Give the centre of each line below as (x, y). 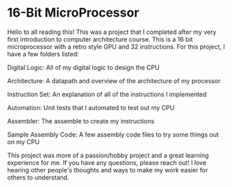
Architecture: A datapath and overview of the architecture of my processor (114, 80)
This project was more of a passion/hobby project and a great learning (108, 155)
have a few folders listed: (43, 54)
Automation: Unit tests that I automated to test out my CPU (91, 107)
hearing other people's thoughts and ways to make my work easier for (108, 170)
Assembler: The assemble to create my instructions (81, 121)
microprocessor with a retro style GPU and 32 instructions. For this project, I (116, 46)
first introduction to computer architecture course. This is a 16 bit (100, 39)
